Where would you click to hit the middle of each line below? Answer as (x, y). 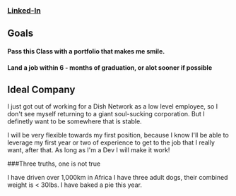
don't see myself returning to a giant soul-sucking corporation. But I (106, 114)
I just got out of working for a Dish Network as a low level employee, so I (113, 106)
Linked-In (24, 11)
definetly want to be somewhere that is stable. (75, 121)
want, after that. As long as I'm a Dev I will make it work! (89, 150)
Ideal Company (41, 89)
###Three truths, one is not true (54, 164)
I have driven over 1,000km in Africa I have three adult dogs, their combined (118, 178)
